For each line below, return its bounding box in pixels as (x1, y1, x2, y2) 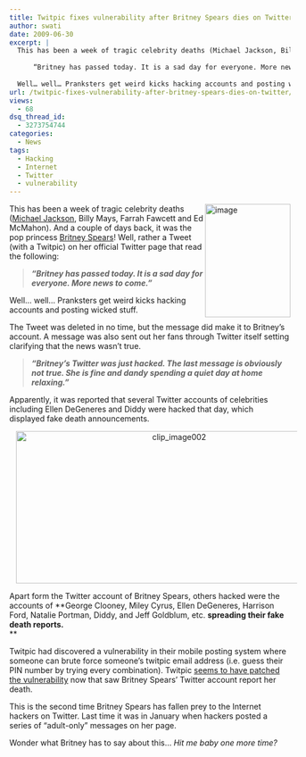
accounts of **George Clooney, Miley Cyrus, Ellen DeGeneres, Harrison (9, 600, 275, 611)
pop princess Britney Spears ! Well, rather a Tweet (9, 232, 192, 243)
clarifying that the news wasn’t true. (9, 341, 141, 352)
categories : (9, 129, 54, 138)
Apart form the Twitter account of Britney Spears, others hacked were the (9, 591, 280, 602)
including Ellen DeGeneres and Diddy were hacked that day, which (9, 403, 254, 415)
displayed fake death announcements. (9, 413, 150, 424)
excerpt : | (9, 37, 50, 47)
